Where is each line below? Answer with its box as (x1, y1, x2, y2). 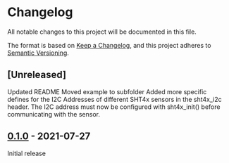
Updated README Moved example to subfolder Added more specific (7, 87, 207, 96)
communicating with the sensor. (7, 110, 101, 118)
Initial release (7, 149, 46, 157)
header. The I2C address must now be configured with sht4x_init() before (7, 103, 221, 111)
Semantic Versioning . (7, 48, 69, 57)
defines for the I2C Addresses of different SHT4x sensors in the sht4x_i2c (7, 95, 222, 103)
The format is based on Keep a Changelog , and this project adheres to (7, 41, 211, 49)
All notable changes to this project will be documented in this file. (7, 27, 197, 36)
